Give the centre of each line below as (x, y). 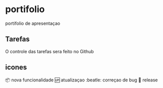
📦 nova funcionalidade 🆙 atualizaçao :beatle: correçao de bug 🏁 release (82, 80)
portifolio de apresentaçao (33, 23)
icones (16, 68)
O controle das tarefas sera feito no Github (50, 51)
